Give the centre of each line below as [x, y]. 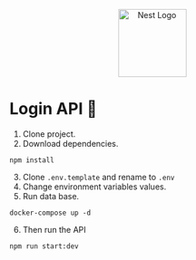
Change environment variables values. [94, 187]
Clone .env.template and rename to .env [98, 177]
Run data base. [51, 196]
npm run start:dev [44, 246]
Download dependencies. [70, 143]
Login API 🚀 [54, 109]
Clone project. [49, 134]
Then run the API [54, 229]
